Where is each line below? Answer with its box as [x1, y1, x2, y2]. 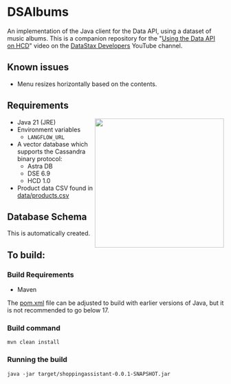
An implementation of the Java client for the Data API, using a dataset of [7, 27, 212, 35]
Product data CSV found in [16, 184, 93, 192]
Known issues [7, 61, 69, 73]
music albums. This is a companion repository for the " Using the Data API [7, 34, 215, 42]
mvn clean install [7, 339, 60, 346]
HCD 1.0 [27, 176, 51, 184]
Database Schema [7, 211, 87, 222]
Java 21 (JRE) [16, 118, 56, 126]
